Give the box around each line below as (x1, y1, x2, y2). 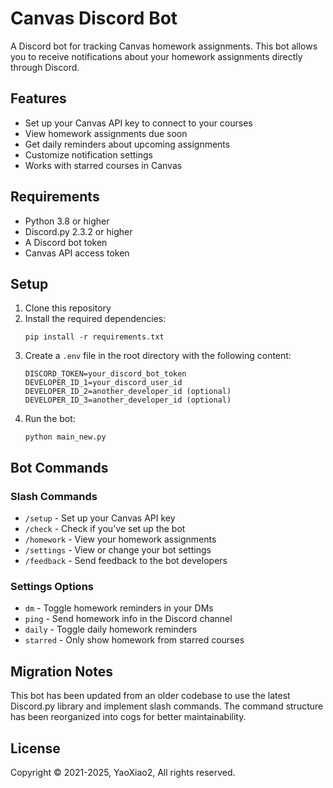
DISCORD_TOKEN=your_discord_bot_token (24, 369, 187, 379)
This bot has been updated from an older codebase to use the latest (10, 690, 291, 702)
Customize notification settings (24, 148, 153, 161)
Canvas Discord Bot (10, 7, 178, 30)
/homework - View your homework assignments (24, 533, 217, 546)
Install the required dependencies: (24, 313, 167, 325)
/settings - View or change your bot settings (24, 544, 212, 556)
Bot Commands (10, 459, 109, 476)
